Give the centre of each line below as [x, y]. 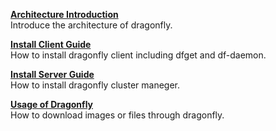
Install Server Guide [52, 74]
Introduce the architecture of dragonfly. [91, 25]
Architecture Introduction [64, 14]
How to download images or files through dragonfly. [117, 115]
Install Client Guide [51, 44]
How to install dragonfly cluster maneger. [95, 85]
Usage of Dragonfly [52, 104]
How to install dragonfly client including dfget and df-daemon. [138, 55]
